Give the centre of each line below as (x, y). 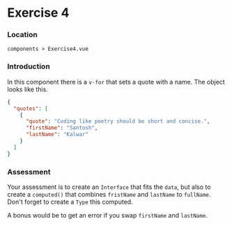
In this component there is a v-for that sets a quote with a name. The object (116, 82)
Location (23, 35)
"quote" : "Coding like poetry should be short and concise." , (118, 121)
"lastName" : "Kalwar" (57, 135)
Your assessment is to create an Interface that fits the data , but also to (109, 187)
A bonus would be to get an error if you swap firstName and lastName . (107, 215)
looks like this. (28, 89)
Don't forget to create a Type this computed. (70, 202)
